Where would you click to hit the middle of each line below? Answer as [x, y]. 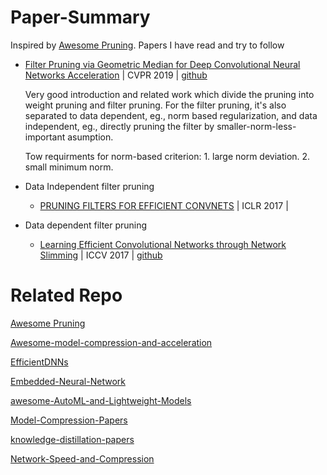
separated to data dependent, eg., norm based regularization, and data [171, 115]
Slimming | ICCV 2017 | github [101, 255]
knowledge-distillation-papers [72, 439]
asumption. [90, 137]
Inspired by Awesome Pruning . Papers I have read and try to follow [147, 45]
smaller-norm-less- [256, 126]
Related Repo [66, 295]
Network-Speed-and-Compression [82, 458]
